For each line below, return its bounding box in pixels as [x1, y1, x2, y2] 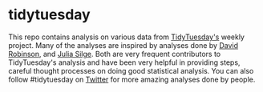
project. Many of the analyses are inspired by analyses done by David [8, 40, 239, 50]
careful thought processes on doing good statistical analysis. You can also [8, 66, 254, 75]
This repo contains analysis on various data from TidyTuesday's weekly [8, 32, 245, 42]
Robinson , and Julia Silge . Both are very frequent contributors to [8, 49, 221, 58]
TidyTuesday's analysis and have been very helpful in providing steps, [8, 58, 241, 67]
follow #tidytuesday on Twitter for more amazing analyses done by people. [8, 74, 256, 84]
